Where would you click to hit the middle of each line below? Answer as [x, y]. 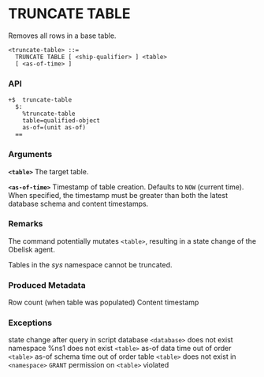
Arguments [30, 155]
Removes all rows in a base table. [62, 35]
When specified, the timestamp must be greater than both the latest [118, 195]
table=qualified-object [61, 121]
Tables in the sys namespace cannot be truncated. [90, 264]
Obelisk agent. [32, 249]
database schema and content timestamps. [78, 203]
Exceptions [30, 323]
